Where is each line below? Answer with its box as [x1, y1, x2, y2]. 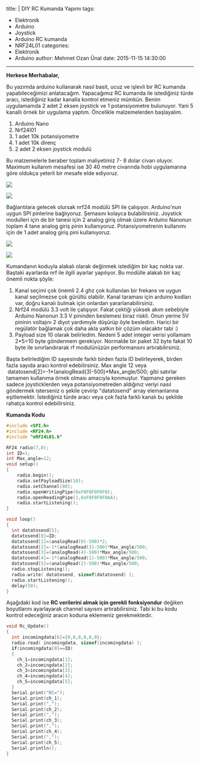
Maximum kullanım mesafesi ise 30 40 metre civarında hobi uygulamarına [6, 163, 187, 170]
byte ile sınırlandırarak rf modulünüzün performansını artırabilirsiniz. [14, 344, 182, 351]
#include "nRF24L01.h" [6, 434, 62, 440]
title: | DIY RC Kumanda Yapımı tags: [6, 5, 95, 12]
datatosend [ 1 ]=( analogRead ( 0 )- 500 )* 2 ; [11, 539, 108, 545]
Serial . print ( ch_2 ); [11, 706, 62, 713]
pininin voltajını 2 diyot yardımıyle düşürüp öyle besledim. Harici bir [14, 319, 180, 325]
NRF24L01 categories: [14, 42, 70, 49]
